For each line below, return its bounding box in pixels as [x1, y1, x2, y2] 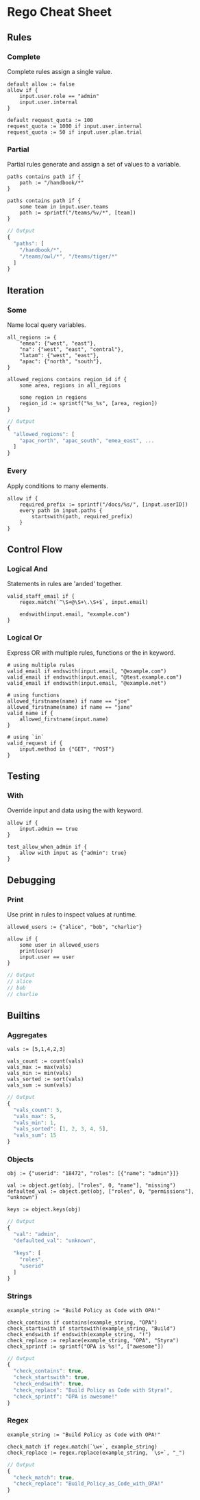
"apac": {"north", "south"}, [19, 358, 103, 365]
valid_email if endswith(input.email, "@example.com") [7, 668, 167, 675]
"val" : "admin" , [13, 1231, 60, 1238]
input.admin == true [19, 825, 78, 833]
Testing [7, 770, 40, 782]
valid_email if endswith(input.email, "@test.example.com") [7, 673, 183, 681]
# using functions [7, 692, 60, 699]
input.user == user [19, 954, 75, 960]
